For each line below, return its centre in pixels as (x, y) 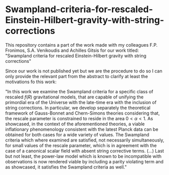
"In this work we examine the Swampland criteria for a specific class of (79, 91)
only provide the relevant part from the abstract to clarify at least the (77, 76)
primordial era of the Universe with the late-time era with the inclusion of (81, 102)
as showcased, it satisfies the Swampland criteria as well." (66, 167)
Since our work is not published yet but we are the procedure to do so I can (84, 71)
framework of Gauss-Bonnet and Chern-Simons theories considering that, (83, 113)
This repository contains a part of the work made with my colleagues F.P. (81, 45)
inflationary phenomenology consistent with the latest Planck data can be (82, 129)
